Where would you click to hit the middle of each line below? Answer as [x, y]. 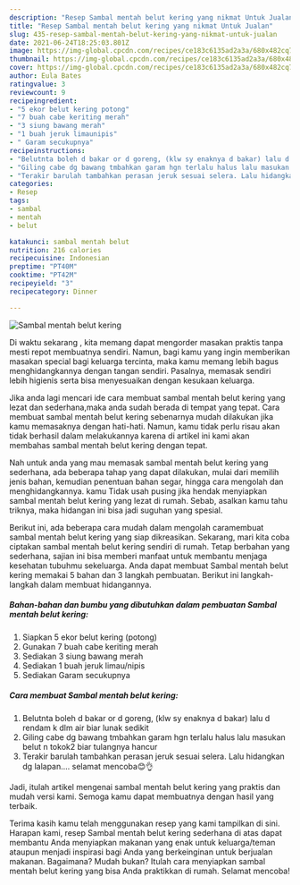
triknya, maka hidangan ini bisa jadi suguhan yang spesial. [116, 510]
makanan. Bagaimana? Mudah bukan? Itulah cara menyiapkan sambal [137, 861]
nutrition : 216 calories [55, 250]
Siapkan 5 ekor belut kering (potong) [90, 637]
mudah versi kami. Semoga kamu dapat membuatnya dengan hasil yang [142, 796]
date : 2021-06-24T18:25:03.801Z [69, 43]
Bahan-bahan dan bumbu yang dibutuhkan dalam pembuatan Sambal [143, 605]
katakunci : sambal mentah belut [69, 242]
